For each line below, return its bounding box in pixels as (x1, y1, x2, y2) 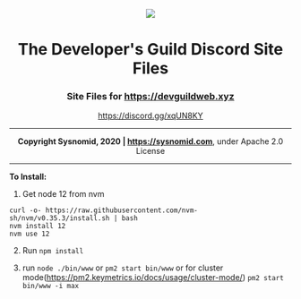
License (135, 146, 166, 157)
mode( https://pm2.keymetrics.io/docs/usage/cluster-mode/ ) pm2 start (21, 272, 284, 283)
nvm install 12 (9, 222, 66, 231)
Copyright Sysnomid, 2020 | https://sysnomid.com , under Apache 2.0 (17, 136, 284, 147)
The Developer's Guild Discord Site (17, 39, 284, 60)
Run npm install (21, 245, 84, 256)
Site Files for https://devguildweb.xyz (66, 90, 235, 103)
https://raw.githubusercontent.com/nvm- (45, 206, 199, 215)
